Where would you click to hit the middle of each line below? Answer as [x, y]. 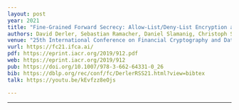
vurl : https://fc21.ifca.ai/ [51, 47]
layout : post [27, 14]
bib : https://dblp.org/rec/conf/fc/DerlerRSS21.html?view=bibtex [106, 73]
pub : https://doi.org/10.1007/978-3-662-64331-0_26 [85, 67]
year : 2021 [23, 21]
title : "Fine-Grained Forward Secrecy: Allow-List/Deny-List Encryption [117, 27]
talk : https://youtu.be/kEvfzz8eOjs [62, 80]
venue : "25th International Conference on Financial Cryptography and [114, 40]
